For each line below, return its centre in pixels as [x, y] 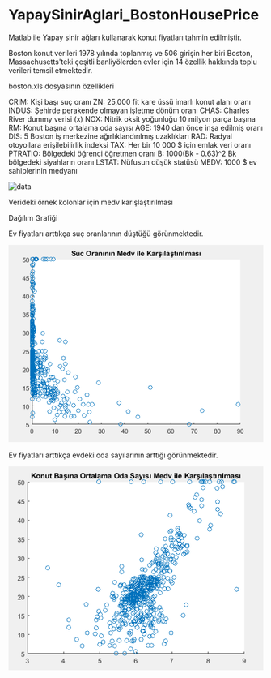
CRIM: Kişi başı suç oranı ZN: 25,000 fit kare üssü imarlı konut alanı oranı [129, 101]
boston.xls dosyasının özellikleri [61, 86]
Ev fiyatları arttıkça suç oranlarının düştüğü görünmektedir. [106, 234]
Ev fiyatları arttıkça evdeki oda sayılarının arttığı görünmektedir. [113, 455]
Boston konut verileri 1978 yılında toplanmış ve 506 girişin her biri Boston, [131, 53]
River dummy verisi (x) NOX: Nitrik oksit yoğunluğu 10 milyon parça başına [132, 118]
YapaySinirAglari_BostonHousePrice [134, 15]
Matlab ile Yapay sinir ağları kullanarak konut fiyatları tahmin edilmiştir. [125, 37]
